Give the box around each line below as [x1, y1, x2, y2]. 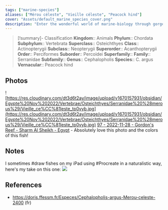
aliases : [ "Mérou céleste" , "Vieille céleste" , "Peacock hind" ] [5, 12, 142, 17]
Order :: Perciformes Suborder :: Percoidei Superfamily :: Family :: [17, 51, 151, 57]
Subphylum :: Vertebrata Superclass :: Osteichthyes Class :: [17, 41, 139, 47]
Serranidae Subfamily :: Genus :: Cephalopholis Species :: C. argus [17, 56, 153, 63]
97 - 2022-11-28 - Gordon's [97, 122, 154, 128]
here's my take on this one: [5, 166, 61, 172]
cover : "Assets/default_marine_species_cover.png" [5, 17, 113, 22]
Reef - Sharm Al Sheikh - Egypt [5, 127, 70, 133]
